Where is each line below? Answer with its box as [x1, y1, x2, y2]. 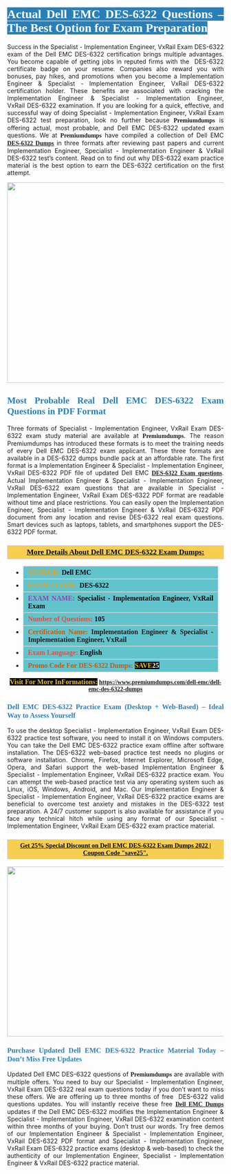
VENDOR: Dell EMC [27, 568, 91, 577]
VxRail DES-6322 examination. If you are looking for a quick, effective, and [7, 101, 224, 110]
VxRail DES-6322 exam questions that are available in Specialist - [7, 484, 224, 492]
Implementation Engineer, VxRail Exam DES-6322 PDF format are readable [7, 490, 224, 499]
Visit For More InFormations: [9, 678, 98, 686]
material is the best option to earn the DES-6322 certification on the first [7, 161, 224, 169]
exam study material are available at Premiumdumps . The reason [25, 431, 224, 439]
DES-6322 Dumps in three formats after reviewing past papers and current [7, 139, 224, 147]
